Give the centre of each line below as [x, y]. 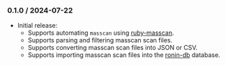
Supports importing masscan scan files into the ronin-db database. [124, 55]
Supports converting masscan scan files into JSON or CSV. [113, 48]
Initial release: [37, 26]
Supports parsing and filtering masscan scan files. [100, 40]
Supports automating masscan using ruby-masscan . [101, 33]
